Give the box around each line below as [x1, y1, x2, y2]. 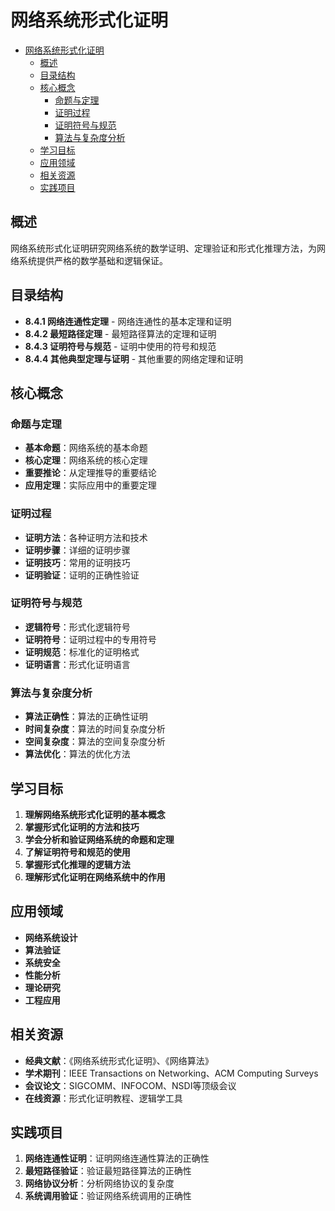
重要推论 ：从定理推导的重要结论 [24, 467, 157, 479]
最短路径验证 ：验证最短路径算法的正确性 [24, 1165, 192, 1177]
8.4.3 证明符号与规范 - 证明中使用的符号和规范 [24, 340, 217, 352]
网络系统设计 [24, 931, 78, 943]
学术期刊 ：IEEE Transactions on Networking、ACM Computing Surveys [24, 1067, 319, 1079]
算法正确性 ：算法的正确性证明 [24, 711, 148, 723]
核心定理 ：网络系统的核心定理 [24, 454, 148, 466]
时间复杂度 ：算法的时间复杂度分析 [24, 723, 166, 735]
